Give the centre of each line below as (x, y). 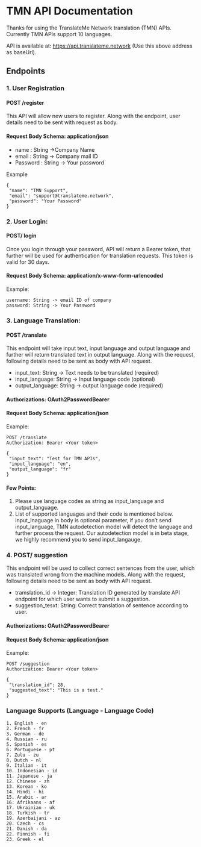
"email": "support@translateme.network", (61, 196)
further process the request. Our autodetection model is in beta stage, (102, 533)
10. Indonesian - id (32, 770)
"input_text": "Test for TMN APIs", (55, 458)
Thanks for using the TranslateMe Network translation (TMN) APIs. (89, 28)
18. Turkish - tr (28, 813)
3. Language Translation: (44, 320)
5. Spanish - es (26, 744)
